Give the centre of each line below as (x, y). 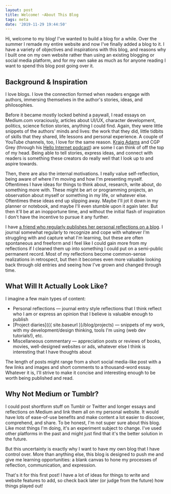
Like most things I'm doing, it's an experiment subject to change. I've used (83, 428)
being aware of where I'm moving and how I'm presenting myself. (74, 179)
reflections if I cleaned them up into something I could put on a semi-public (84, 249)
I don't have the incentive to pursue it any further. (57, 217)
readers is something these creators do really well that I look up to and (79, 158)
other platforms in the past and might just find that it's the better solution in (84, 433)
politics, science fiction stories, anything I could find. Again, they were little (84, 126)
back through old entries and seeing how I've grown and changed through (83, 265)
